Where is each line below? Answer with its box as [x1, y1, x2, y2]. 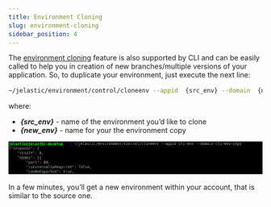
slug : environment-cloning [8, 21, 99, 30]
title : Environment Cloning [8, 13, 103, 21]
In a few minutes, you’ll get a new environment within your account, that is [8, 182, 256, 193]
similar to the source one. [8, 191, 93, 201]
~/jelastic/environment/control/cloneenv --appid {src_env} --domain [8, 87, 251, 95]
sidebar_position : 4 [8, 30, 78, 38]
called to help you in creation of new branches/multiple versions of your [8, 61, 248, 72]
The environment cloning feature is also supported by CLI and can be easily [8, 53, 261, 63]
